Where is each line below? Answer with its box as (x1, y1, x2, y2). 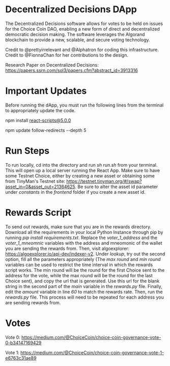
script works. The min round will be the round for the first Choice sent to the (5, 267, 165, 273)
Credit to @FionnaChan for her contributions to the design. (5, 52, 129, 58)
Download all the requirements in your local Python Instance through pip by (5, 229, 163, 235)
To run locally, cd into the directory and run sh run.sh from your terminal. (5, 162, 158, 168)
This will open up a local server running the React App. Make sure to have (5, 167, 160, 173)
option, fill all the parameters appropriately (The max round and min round (5, 256, 161, 262)
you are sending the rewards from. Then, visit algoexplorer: (5, 245, 130, 251)
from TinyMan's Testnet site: (5, 178, 65, 184)
